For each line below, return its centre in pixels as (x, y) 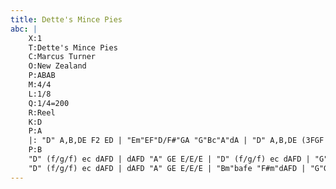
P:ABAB (42, 76)
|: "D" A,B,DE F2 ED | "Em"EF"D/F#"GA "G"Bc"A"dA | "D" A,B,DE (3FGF (176, 141)
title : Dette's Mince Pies (66, 19)
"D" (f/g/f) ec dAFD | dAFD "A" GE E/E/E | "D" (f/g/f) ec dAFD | (169, 159)
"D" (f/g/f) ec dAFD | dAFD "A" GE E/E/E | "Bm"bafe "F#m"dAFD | (167, 168)
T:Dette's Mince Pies (73, 47)
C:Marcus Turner (62, 57)
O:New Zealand (57, 66)
